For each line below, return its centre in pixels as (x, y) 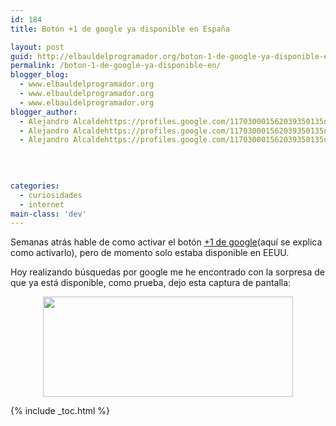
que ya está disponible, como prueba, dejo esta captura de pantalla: (151, 283)
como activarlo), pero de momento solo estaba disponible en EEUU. (150, 253)
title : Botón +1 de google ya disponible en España (120, 29)
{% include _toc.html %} (60, 411)
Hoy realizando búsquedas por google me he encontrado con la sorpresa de (167, 272)
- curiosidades (51, 195)
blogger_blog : (40, 75)
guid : (21, 56)
